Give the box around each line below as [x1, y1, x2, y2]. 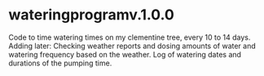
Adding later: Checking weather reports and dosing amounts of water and [8, 40, 257, 50]
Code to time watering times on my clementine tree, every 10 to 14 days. [8, 32, 251, 42]
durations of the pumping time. [8, 58, 112, 68]
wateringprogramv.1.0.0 [8, 6, 175, 24]
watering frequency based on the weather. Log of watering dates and [8, 49, 242, 59]
